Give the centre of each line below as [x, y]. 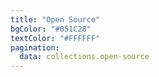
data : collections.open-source [84, 57]
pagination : [35, 47]
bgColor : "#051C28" [51, 29]
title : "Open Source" [55, 19]
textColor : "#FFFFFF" [55, 38]
